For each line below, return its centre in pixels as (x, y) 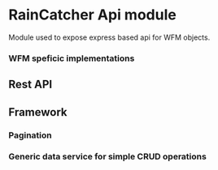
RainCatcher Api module (92, 15)
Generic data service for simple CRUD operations (108, 157)
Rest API (31, 85)
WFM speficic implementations (72, 58)
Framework (38, 112)
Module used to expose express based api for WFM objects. (109, 37)
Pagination (30, 135)
